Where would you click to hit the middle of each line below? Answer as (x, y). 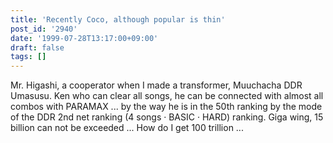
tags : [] (28, 57)
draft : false (37, 47)
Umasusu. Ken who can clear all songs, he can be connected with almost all (167, 96)
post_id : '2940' (44, 29)
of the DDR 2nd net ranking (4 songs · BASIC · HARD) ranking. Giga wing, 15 (167, 117)
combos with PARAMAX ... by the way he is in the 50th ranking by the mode (166, 107)
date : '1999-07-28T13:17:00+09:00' (84, 38)
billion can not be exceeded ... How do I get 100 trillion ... (127, 128)
